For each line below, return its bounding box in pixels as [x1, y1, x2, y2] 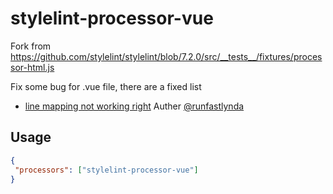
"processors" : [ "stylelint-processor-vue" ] [14, 165, 199, 175]
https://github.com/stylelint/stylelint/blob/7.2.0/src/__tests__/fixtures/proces [10, 50, 323, 62]
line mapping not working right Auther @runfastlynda [24, 100, 245, 112]
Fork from [10, 40, 52, 52]
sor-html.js [10, 61, 55, 73]
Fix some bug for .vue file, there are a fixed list [10, 80, 202, 92]
